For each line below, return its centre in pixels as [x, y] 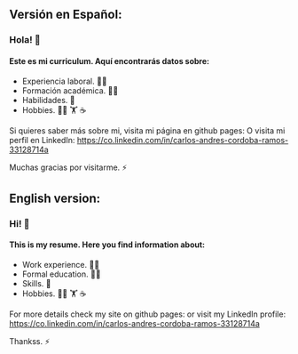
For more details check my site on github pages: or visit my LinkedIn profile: [148, 314]
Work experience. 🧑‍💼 [61, 265]
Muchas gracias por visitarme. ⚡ [68, 167]
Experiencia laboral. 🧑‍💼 [65, 81]
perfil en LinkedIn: [42, 140]
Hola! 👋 [25, 40]
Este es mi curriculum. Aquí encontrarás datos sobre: [110, 60]
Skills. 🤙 [36, 284]
